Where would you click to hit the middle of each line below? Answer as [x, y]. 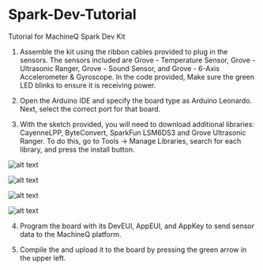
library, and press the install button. [77, 149]
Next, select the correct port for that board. [90, 109]
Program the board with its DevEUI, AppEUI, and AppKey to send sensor [137, 226]
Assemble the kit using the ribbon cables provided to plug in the [124, 51]
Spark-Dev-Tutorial [72, 15]
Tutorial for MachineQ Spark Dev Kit [67, 36]
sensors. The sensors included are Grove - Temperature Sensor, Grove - [137, 60]
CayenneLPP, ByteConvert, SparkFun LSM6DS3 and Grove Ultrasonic [133, 133]
